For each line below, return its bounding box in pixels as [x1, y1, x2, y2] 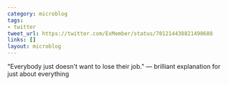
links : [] [7, 37, 37, 44]
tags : [7, 17, 23, 24]
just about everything [7, 70, 69, 78]
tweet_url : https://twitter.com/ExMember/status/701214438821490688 [7, 30, 213, 37]
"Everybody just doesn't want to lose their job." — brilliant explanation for [7, 63, 221, 70]
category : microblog [7, 10, 68, 18]
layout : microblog [7, 43, 61, 50]
